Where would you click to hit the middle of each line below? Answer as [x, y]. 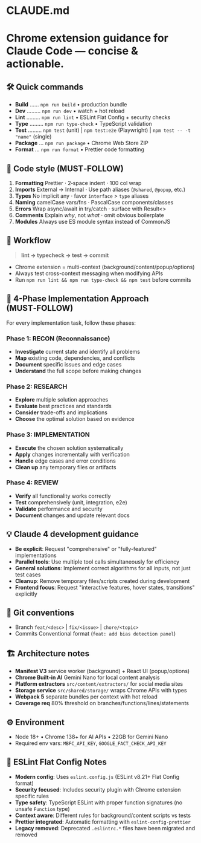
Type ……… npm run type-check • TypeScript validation [83, 124]
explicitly [26, 594]
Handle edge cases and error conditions [65, 461]
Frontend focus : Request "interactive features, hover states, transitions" [105, 587]
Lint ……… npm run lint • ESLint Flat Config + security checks [93, 117]
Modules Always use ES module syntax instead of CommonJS [93, 222]
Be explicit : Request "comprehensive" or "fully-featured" [86, 548]
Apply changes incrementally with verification [72, 454]
